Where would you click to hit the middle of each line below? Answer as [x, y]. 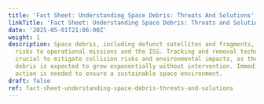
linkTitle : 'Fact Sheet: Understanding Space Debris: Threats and [119, 23]
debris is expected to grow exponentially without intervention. [125, 66]
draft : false [29, 81]
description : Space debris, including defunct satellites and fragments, [132, 45]
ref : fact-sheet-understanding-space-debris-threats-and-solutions [121, 88]
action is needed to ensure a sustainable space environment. [119, 74]
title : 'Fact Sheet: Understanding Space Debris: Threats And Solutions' [132, 15]
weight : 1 [24, 37]
